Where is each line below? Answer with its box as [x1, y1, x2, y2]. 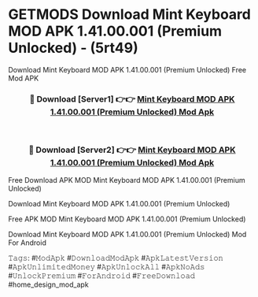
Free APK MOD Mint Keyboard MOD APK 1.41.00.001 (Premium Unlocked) [8, 214, 246, 224]
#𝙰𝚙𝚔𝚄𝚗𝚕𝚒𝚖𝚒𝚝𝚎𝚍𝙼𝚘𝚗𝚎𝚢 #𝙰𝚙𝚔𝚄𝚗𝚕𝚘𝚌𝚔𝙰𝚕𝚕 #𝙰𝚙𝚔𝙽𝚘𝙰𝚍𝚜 [8, 262, 205, 271]
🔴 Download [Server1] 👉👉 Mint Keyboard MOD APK [29, 93, 235, 104]
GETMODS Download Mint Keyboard [8, 6, 252, 24]
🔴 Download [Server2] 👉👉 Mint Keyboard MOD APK [28, 144, 236, 155]
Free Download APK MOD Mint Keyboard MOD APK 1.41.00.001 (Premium [8, 175, 245, 184]
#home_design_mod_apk [8, 280, 89, 289]
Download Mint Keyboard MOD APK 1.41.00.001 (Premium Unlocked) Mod [8, 229, 247, 239]
